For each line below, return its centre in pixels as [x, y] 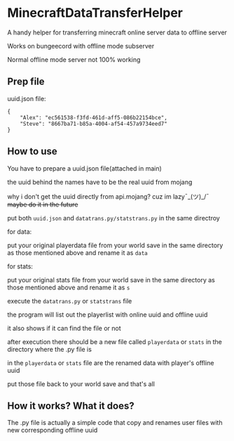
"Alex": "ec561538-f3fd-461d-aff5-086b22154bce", [94, 117]
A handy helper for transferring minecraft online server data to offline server [117, 32]
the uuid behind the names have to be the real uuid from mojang [100, 182]
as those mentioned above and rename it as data [78, 252]
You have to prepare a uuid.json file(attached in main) [85, 168]
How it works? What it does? [71, 406]
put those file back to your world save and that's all [81, 383]
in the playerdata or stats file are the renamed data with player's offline [111, 362]
